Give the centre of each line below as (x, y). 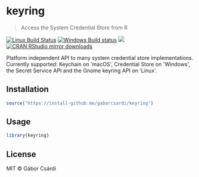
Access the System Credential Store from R (74, 28)
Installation (27, 89)
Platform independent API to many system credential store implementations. (100, 57)
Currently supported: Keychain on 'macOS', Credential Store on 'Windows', (98, 64)
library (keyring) (28, 136)
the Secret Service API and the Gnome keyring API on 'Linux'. (82, 71)
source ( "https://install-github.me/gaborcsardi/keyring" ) (80, 103)
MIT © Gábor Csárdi (31, 169)
